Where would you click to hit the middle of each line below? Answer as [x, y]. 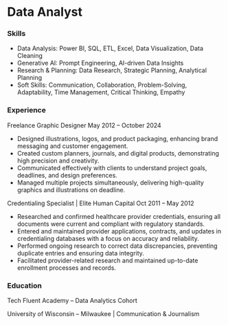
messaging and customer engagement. [72, 146]
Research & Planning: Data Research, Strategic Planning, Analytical [112, 70]
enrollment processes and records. [67, 268]
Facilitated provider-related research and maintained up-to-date [107, 260]
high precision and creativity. [58, 160]
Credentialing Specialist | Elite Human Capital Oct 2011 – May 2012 [101, 203]
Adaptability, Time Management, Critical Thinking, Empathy [101, 92]
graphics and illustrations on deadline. [71, 189]
